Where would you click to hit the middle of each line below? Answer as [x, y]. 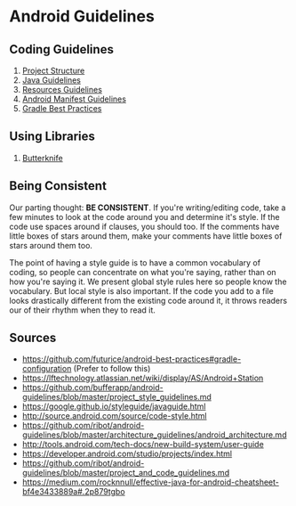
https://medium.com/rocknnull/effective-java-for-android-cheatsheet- [151, 482]
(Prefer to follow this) [112, 369]
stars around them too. [51, 245]
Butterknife [43, 158]
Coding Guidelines [61, 49]
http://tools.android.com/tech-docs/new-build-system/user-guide [143, 445]
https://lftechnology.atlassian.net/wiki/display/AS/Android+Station [143, 378]
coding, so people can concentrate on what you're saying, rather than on [143, 272]
